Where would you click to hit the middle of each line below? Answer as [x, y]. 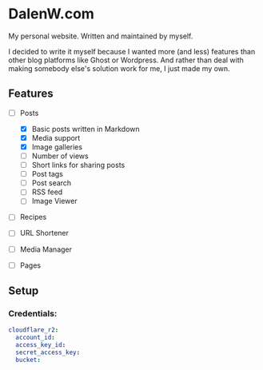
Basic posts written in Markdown [86, 129]
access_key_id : [41, 345]
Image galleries [57, 147]
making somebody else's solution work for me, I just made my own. [119, 68]
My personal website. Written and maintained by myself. [101, 36]
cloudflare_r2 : [34, 330]
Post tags [48, 174]
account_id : [36, 338]
